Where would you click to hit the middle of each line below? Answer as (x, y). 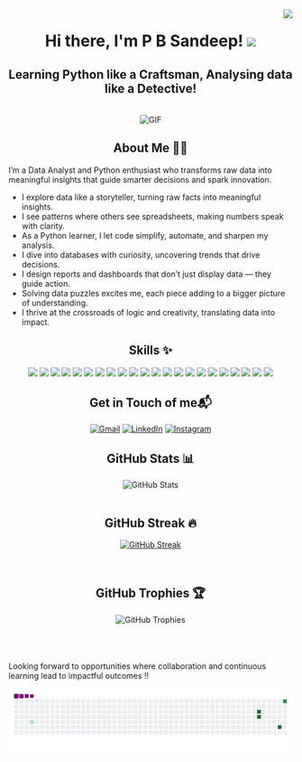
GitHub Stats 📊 (151, 459)
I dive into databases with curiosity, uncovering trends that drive (141, 254)
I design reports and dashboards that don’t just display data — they (146, 274)
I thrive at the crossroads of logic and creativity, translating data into (148, 312)
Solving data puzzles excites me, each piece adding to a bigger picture (153, 293)
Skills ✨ (151, 350)
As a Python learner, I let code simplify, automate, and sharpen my (145, 235)
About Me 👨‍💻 (151, 148)
